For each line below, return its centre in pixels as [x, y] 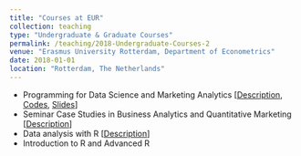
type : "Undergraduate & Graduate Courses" [91, 35]
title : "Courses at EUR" [57, 18]
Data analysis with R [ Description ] [86, 133]
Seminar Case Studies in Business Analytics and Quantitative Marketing [157, 114]
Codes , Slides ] [50, 104]
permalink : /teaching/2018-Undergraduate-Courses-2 [109, 43]
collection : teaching [51, 26]
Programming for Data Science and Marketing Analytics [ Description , [152, 94]
